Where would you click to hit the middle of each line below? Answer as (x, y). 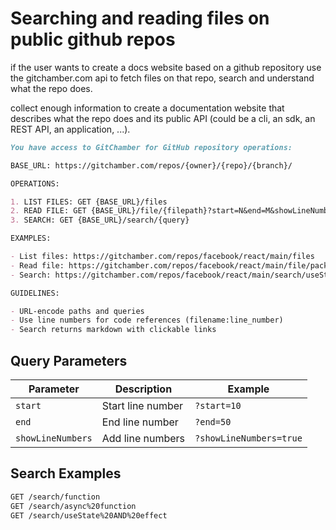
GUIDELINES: (35, 293)
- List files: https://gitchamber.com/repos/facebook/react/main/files (162, 257)
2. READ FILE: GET (48, 211)
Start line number (142, 405)
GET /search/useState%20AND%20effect (89, 515)
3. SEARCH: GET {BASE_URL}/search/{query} (100, 220)
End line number (140, 422)
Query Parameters (69, 360)
